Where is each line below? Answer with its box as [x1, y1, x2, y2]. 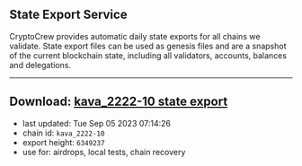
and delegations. [9, 59, 72, 70]
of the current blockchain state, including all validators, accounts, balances [9, 49, 288, 61]
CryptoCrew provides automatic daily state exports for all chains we [9, 31, 261, 41]
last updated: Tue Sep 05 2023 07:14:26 [22, 118, 172, 128]
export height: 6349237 [22, 136, 105, 147]
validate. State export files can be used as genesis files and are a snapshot [9, 40, 287, 51]
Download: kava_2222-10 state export [9, 94, 228, 109]
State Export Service [9, 7, 128, 22]
